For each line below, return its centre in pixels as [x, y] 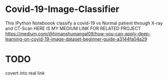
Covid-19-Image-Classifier [62, 9]
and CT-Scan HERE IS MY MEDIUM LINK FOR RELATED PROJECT [73, 28]
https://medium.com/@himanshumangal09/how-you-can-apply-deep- [78, 33]
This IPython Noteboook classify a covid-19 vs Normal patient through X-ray [84, 23]
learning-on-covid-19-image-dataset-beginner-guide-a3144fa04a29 [76, 39]
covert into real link [25, 73]
